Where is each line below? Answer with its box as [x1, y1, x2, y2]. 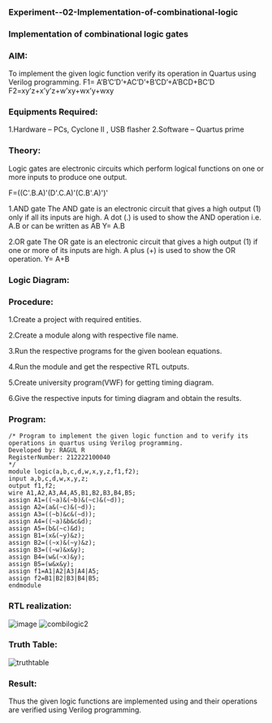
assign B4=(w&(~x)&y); [8, 553, 85, 561]
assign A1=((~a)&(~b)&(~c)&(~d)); [8, 496, 126, 504]
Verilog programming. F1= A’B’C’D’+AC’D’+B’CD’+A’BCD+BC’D [8, 77, 215, 87]
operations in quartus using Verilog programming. [8, 439, 183, 447]
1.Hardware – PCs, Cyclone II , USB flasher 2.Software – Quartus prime [8, 124, 245, 134]
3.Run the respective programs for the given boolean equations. [8, 346, 222, 355]
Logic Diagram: [8, 274, 70, 285]
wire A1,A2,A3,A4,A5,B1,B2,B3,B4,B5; [8, 489, 136, 498]
